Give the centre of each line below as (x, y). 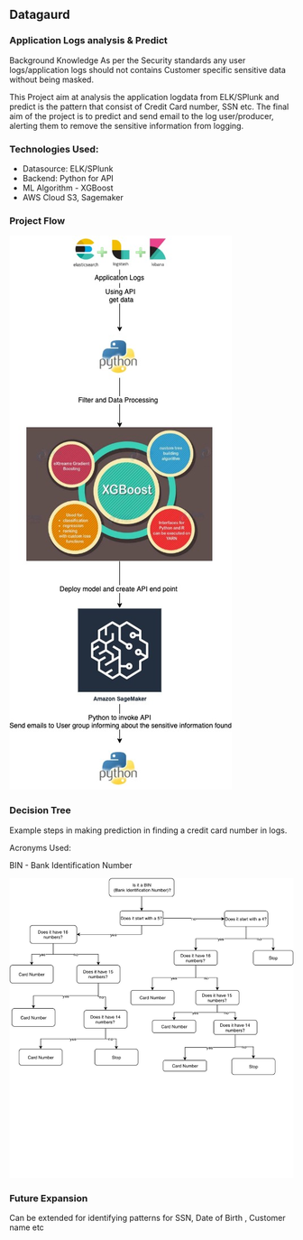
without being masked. (52, 79)
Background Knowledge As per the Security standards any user (128, 60)
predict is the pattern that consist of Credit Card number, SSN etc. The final (149, 106)
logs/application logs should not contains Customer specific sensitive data (148, 69)
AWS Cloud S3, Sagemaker (73, 197)
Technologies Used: (54, 149)
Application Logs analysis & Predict (89, 41)
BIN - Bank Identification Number (71, 865)
